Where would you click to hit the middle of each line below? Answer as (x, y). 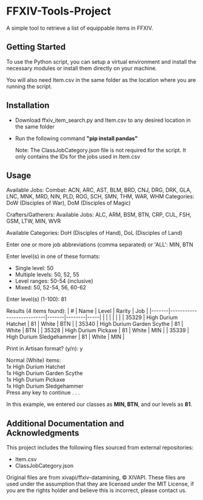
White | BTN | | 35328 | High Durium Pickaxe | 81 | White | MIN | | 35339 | (98, 330)
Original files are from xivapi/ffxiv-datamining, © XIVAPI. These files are (96, 478)
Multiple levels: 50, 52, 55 (47, 275)
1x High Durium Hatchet (36, 367)
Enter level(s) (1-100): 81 (36, 299)
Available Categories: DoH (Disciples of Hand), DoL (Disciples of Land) (95, 233)
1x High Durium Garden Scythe (45, 373)
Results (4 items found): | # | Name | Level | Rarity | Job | (77, 311)
